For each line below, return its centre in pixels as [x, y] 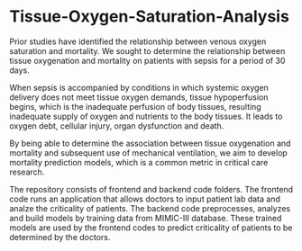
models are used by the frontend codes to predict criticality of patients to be [151, 228]
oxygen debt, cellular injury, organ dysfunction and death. [117, 126]
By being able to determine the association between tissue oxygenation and [150, 143]
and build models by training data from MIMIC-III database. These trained [146, 218]
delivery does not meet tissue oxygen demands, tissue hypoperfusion [139, 97]
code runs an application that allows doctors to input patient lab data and [145, 199]
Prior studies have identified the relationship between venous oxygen [138, 41]
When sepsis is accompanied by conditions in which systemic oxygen [139, 87]
